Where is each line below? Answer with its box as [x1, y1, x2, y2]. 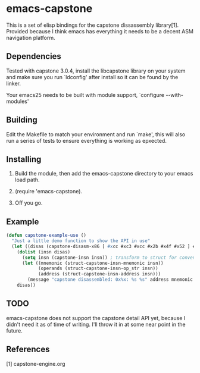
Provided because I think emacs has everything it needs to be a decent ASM [6, 27, 193, 35]
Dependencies [6, 51, 61, 61]
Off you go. [14, 199, 43, 206]
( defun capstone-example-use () [6, 233, 86, 239]
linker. [6, 80, 21, 87]
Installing [6, 154, 42, 164]
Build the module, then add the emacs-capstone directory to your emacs [14, 170, 193, 177]
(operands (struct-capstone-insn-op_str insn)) [37, 265, 159, 272]
